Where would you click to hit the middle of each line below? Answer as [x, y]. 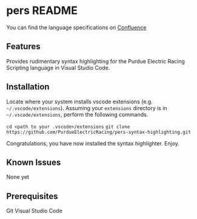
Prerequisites [32, 196]
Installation [28, 87]
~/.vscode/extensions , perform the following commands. [77, 114]
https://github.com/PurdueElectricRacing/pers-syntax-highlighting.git [98, 132]
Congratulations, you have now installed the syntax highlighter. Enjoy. [93, 143]
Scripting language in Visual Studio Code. [58, 68]
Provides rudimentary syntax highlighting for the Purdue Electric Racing [95, 61]
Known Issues [34, 162]
